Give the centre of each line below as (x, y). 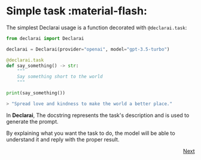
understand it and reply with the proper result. (63, 139)
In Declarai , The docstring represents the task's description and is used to (98, 115)
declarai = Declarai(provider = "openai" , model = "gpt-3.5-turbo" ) (88, 49)
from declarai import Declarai (45, 38)
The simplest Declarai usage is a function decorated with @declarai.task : (97, 27)
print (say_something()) (36, 93)
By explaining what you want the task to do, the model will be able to (91, 133)
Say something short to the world (60, 77)
